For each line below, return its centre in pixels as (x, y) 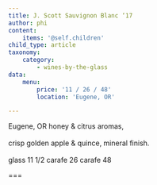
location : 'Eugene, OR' (76, 97)
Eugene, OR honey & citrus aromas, (66, 126)
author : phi (28, 23)
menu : (32, 82)
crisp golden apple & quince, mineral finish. (79, 143)
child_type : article (42, 45)
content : (23, 30)
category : (39, 60)
